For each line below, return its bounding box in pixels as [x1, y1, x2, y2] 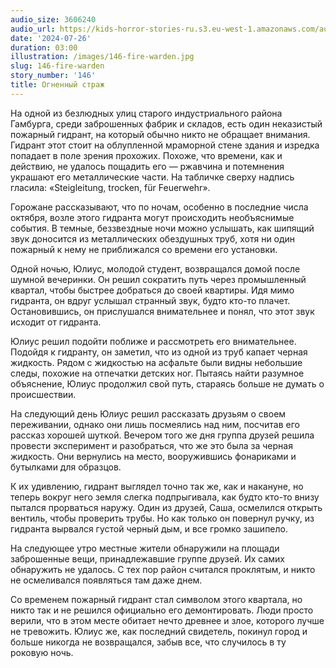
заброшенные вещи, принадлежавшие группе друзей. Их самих [10, 552, 286, 565]
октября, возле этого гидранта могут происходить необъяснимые [10, 211, 295, 223]
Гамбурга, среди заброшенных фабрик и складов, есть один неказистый [10, 117, 323, 130]
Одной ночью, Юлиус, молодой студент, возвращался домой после [10, 262, 301, 275]
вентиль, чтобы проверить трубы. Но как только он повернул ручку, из [10, 512, 315, 524]
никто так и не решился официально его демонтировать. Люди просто [10, 604, 314, 616]
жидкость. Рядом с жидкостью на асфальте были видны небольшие [10, 356, 303, 368]
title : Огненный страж [10, 80, 105, 90]
